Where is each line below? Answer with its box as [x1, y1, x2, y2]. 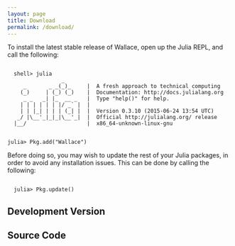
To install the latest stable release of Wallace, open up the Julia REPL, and [7, 43, 224, 52]
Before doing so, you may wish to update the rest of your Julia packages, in [7, 151, 229, 160]
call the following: [7, 50, 59, 59]
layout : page [7, 10, 46, 18]
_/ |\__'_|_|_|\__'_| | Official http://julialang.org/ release [16, 114, 218, 121]
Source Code [7, 230, 66, 242]
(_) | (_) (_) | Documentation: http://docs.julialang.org [20, 89, 224, 96]
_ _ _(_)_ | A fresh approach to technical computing [23, 83, 221, 90]
